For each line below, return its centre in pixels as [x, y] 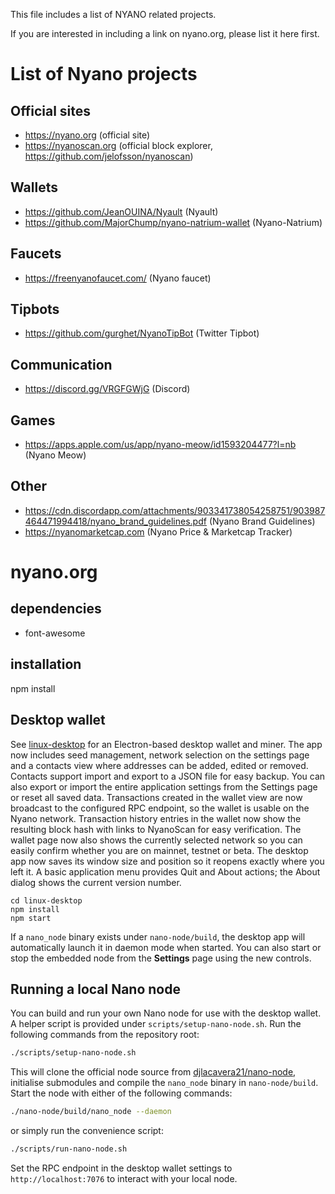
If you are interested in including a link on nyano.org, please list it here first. [165, 33]
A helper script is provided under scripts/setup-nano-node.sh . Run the [156, 1024]
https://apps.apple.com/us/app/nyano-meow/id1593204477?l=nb [160, 445]
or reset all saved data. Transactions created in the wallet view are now [156, 797]
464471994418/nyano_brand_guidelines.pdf [115, 521]
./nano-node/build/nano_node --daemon [91, 1112]
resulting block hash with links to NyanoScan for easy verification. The [156, 829]
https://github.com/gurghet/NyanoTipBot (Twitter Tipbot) [142, 333]
